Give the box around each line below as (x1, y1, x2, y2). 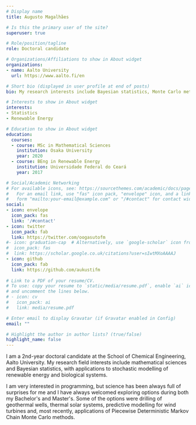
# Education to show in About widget (6, 126, 98, 132)
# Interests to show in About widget (6, 99, 98, 105)
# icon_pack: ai (6, 299, 51, 305)
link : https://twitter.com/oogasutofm (11, 234, 106, 240)
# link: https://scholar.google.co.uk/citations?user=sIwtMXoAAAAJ (6, 250, 176, 257)
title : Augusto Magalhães (6, 14, 69, 20)
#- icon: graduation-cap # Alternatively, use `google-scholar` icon (6, 240, 181, 246)
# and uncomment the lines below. (6, 288, 90, 295)
